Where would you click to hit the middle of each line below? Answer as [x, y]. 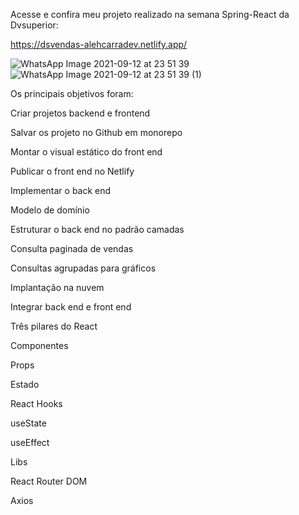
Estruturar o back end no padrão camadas [97, 229]
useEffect [30, 442]
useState [28, 423]
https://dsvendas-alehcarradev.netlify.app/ [99, 44]
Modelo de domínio [50, 210]
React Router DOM [49, 481]
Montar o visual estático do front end [86, 152]
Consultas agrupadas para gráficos [83, 268]
